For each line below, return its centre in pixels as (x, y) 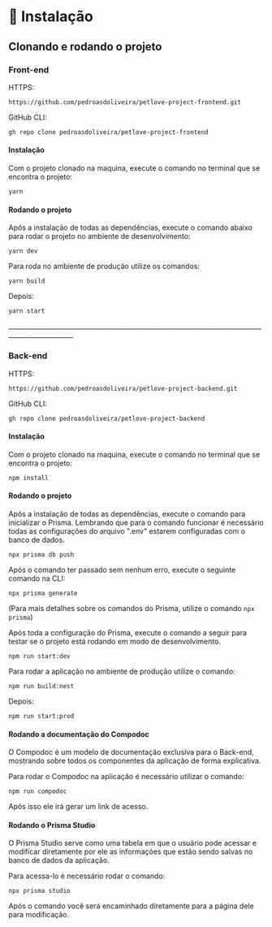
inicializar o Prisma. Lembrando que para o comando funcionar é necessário (136, 522)
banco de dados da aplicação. (59, 860)
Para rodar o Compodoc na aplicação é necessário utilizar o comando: (127, 777)
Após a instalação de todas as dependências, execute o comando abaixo (131, 227)
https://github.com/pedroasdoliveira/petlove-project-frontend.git (125, 102)
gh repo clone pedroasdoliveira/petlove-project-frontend (108, 132)
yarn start (27, 311)
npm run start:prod (41, 716)
